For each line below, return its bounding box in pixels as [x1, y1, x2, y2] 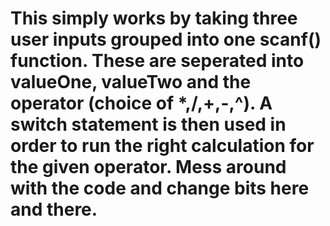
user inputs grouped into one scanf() [10, 28, 322, 51]
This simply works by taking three [10, 7, 298, 30]
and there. [10, 198, 98, 221]
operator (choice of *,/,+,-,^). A [10, 92, 273, 115]
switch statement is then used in [10, 113, 287, 136]
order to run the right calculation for [10, 135, 315, 157]
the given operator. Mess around [10, 156, 287, 179]
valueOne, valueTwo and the [10, 71, 252, 94]
